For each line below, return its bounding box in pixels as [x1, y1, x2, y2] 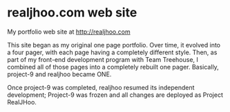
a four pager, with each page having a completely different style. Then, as [7, 48, 218, 56]
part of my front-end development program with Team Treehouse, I [7, 55, 199, 63]
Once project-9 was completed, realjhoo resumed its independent [7, 83, 195, 91]
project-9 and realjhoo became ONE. [7, 70, 112, 78]
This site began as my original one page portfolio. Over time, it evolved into [7, 41, 221, 49]
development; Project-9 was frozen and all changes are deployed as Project [7, 91, 223, 99]
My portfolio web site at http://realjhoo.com [7, 27, 131, 36]
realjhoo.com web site [7, 5, 137, 21]
